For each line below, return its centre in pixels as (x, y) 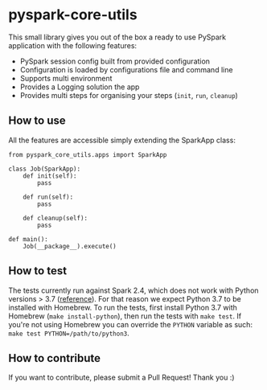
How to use (37, 121)
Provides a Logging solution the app (80, 87)
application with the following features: (73, 45)
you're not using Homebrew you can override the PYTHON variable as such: (131, 324)
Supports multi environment (66, 78)
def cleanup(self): (55, 218)
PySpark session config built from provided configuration (115, 61)
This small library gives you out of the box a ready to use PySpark (117, 37)
